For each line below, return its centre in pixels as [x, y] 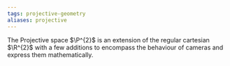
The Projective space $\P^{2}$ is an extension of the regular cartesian [108, 40]
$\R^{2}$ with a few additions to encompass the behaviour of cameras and [115, 47]
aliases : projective [37, 20]
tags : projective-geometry [46, 14]
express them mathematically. [50, 55]
